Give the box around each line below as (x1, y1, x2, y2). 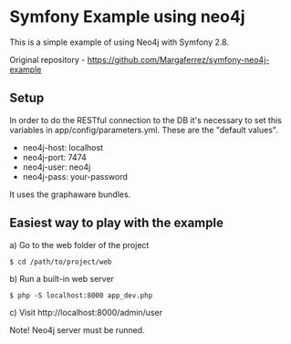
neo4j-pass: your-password (22, 171, 128, 182)
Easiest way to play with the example (9, 215, 223, 231)
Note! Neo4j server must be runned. (9, 324, 145, 335)
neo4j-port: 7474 (22, 151, 87, 162)
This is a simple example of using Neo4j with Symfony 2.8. (9, 36, 230, 47)
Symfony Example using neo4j (9, 6, 245, 27)
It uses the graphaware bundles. (9, 189, 131, 200)
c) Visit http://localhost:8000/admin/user (9, 307, 162, 318)
